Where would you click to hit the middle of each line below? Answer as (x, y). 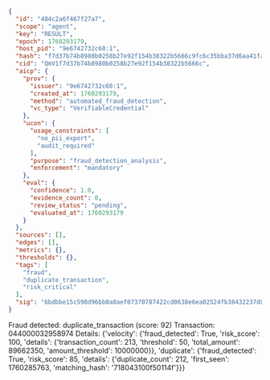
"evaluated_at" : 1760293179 (77, 212)
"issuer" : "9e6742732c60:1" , (78, 86)
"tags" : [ (32, 265)
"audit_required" (66, 146)
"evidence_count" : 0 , (66, 198)
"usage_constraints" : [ (70, 131)
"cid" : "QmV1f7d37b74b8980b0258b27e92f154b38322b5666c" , (113, 64)
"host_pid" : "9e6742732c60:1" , (68, 49)
